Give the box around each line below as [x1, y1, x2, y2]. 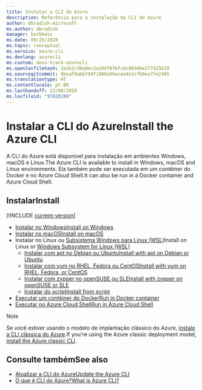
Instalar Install [6, 196, 59, 206]
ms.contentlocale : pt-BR [6, 82, 69, 88]
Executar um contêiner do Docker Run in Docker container [15, 294, 160, 302]
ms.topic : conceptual [6, 43, 61, 49]
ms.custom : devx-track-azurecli [6, 59, 88, 65]
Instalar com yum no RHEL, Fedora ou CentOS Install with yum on [24, 262, 187, 269]
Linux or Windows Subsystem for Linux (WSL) [15, 243, 130, 250]
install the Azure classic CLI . [6, 337, 77, 344]
